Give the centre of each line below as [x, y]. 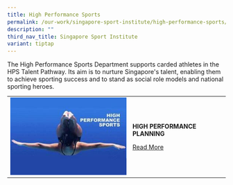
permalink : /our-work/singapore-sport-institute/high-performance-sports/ [118, 22]
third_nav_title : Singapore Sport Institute [72, 37]
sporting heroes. [31, 87]
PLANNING [149, 134]
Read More [148, 147]
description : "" [31, 29]
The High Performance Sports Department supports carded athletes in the [113, 64]
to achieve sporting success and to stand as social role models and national [115, 79]
